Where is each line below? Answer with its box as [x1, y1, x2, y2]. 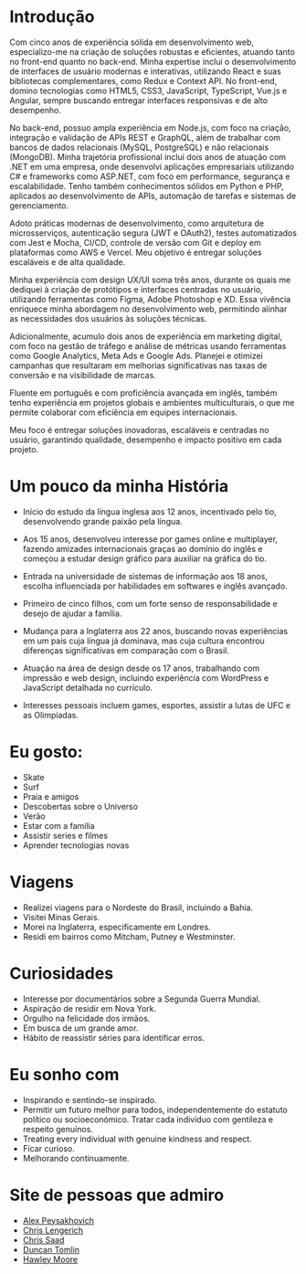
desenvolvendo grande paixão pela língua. [22, 515, 183, 526]
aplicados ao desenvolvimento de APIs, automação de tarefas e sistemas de [9, 190, 297, 201]
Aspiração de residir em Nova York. [22, 1003, 157, 1014]
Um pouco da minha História [9, 476, 229, 497]
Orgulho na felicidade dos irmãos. [22, 1013, 151, 1024]
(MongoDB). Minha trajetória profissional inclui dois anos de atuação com [9, 151, 286, 162]
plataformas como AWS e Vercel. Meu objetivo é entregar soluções [9, 247, 262, 258]
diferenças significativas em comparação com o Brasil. [22, 644, 230, 655]
